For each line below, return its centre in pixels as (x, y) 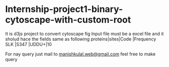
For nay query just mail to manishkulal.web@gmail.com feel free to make (80, 54)
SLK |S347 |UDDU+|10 (28, 44)
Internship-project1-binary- (64, 9)
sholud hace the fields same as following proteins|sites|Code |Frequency (81, 39)
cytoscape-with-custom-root (68, 20)
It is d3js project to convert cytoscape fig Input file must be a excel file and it (84, 33)
